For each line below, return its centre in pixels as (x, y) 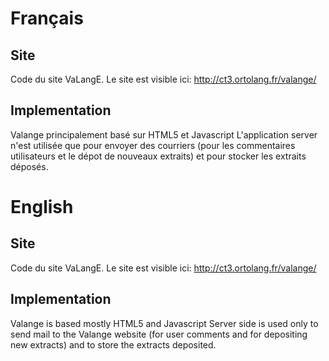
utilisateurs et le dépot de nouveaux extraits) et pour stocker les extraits (158, 156)
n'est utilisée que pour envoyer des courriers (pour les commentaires (153, 145)
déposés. (29, 166)
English (42, 207)
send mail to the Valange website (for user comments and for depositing (159, 334)
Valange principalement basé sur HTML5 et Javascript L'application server (164, 134)
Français (47, 18)
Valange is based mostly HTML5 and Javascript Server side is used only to (164, 323)
